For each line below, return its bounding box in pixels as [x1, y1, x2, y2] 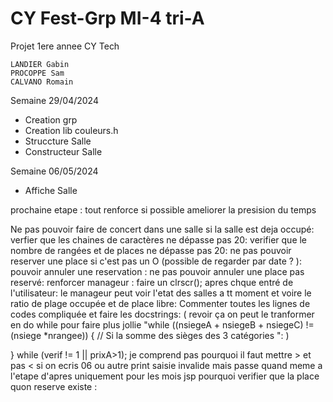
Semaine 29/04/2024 [10, 94, 99, 106]
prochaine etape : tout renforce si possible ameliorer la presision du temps [10, 203, 317, 216]
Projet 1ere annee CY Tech [10, 40, 120, 52]
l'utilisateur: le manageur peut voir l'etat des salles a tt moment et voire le [10, 287, 312, 299]
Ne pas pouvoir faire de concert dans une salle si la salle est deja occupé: [10, 223, 315, 235]
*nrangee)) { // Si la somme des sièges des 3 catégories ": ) [43, 329, 290, 341]
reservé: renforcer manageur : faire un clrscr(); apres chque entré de [10, 276, 294, 288]
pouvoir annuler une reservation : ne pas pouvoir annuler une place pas [10, 265, 305, 277]
